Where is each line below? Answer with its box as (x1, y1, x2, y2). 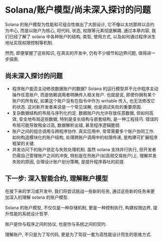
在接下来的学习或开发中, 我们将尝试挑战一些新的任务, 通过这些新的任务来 (5, 188, 151, 194)
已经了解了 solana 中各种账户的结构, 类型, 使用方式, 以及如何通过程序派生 (9, 34, 156, 39)
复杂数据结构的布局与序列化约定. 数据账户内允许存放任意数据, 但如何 (12, 110, 149, 116)
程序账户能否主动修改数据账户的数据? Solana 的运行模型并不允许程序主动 (12, 86, 159, 92)
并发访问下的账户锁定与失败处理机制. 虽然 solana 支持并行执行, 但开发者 (12, 147, 157, 152)
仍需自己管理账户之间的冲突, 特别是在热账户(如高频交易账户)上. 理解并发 (12, 152, 157, 158)
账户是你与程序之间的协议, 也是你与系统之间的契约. (5, 221, 107, 227)
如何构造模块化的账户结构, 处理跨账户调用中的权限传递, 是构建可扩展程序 (12, 134, 158, 140)
